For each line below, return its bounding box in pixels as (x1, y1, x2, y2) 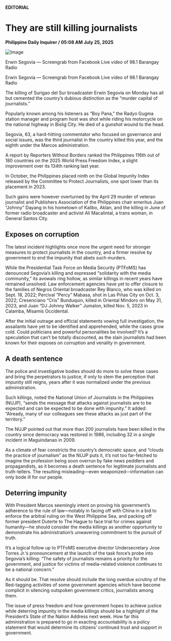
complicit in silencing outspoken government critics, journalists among (5, 587, 154, 593)
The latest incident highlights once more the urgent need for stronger (5, 244, 151, 250)
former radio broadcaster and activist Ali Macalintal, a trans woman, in (5, 210, 153, 216)
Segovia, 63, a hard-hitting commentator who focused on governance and (5, 131, 162, 137)
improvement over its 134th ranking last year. (5, 163, 100, 169)
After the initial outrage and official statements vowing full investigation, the (5, 318, 164, 324)
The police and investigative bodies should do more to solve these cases (5, 368, 159, 374)
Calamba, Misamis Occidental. (5, 308, 69, 314)
